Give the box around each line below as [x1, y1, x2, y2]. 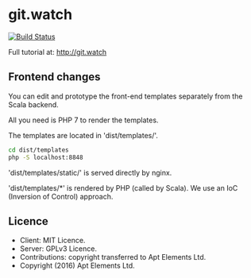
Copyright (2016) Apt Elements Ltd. [19, 261, 135, 271]
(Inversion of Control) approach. [8, 191, 114, 201]
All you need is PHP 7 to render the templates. [8, 115, 159, 125]
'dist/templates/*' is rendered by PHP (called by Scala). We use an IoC [8, 183, 238, 192]
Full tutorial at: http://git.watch [8, 47, 107, 56]
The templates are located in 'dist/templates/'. [8, 130, 159, 140]
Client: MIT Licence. [19, 236, 86, 245]
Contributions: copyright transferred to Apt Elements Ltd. [19, 253, 207, 262]
